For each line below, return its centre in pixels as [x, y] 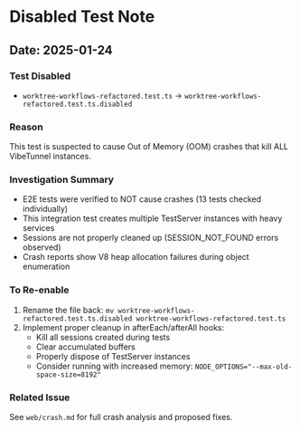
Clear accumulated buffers [85, 347]
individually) [45, 209]
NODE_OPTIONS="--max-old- [244, 367]
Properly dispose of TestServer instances [113, 356]
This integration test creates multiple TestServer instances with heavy [152, 218]
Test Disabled [40, 76]
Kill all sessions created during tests [103, 337]
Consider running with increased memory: [114, 366]
